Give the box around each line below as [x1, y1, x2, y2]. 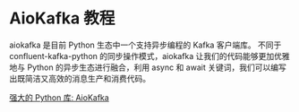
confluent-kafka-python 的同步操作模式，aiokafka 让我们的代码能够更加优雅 [9, 50, 291, 61]
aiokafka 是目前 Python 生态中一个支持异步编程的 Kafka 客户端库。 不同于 [9, 39, 282, 50]
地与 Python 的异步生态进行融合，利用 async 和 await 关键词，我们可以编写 [9, 62, 286, 73]
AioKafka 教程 [9, 8, 115, 29]
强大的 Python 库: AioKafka [9, 91, 109, 103]
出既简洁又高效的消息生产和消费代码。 [9, 73, 150, 83]
